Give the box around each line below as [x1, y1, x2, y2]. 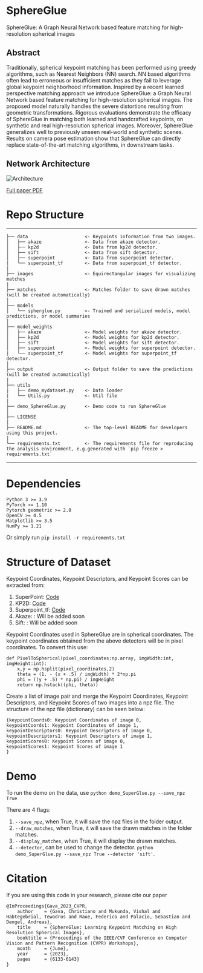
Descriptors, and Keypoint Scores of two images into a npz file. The [6, 699, 175, 706]
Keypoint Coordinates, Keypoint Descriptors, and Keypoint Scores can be [6, 575, 188, 583]
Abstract [6, 48, 40, 58]
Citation [6, 871, 47, 885]
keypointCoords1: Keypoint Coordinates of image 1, [6, 723, 139, 729]
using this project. [6, 430, 59, 436]
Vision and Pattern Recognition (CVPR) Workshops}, [6, 940, 139, 946]
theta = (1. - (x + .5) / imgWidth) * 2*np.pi [17, 671, 137, 678]
